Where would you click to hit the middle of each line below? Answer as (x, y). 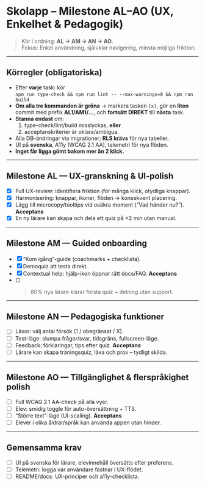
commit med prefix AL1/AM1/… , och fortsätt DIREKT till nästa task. (100, 112)
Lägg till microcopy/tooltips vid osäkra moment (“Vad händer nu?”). (99, 204)
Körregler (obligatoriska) (54, 72)
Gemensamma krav (44, 448)
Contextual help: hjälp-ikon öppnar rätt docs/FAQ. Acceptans (100, 273)
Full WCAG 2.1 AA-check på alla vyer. (62, 402)
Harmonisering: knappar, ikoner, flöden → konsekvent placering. (96, 197)
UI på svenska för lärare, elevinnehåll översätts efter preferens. (94, 462)
